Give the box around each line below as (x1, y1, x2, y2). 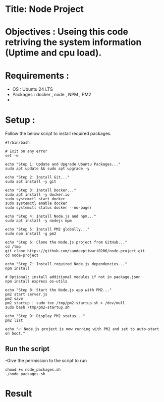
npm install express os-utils (5, 279, 68, 284)
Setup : (5, 114, 36, 125)
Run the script (5, 345, 50, 353)
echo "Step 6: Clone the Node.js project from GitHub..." (5, 240, 127, 245)
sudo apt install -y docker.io (5, 192, 70, 197)
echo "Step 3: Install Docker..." (5, 188, 77, 193)
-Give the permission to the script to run (5, 358, 87, 364)
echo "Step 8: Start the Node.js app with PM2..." (5, 287, 112, 293)
